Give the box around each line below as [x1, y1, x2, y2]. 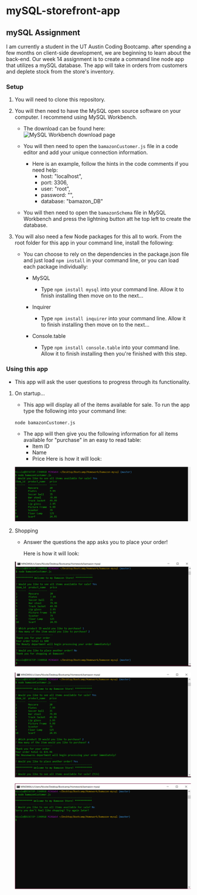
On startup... [14, 390, 45, 397]
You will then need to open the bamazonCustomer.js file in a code [23, 143, 178, 150]
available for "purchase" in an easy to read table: [23, 436, 142, 443]
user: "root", [40, 185, 70, 192]
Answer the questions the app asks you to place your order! [23, 539, 168, 546]
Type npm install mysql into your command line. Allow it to [40, 286, 184, 293]
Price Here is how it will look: [32, 455, 102, 462]
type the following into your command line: [23, 407, 127, 414]
